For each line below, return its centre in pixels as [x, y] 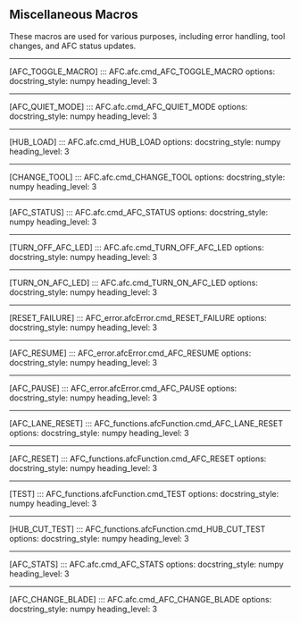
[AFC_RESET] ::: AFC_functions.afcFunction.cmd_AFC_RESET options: [138, 459]
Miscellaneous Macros [74, 15]
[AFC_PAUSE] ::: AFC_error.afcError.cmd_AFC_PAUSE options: [123, 388]
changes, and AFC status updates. [73, 46]
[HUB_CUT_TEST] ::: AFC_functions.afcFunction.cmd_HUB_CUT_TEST [137, 529]
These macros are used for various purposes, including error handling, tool [147, 36]
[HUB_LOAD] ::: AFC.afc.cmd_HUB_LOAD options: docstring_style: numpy [145, 141]
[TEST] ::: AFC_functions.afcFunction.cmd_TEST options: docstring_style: [144, 493]
